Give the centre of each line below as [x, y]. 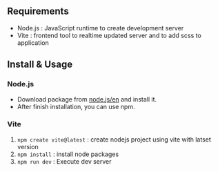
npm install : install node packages [68, 154]
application [33, 42]
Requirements [38, 11]
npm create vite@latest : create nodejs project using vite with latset [114, 139]
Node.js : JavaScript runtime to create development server [100, 28]
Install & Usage [40, 65]
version [28, 146]
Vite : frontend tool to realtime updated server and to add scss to [109, 35]
